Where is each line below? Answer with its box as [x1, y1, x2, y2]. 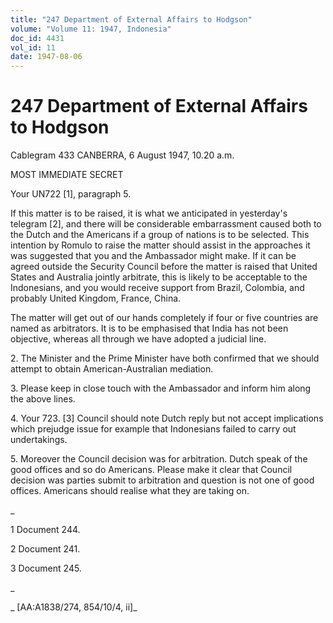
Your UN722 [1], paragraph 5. [10, 188, 132, 200]
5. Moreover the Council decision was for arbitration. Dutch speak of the [10, 453, 308, 465]
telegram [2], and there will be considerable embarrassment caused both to [10, 218, 322, 230]
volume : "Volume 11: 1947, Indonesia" [10, 24, 172, 34]
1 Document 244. [10, 524, 81, 536]
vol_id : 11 [10, 42, 56, 53]
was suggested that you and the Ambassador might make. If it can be [10, 250, 297, 262]
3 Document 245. [10, 562, 82, 575]
